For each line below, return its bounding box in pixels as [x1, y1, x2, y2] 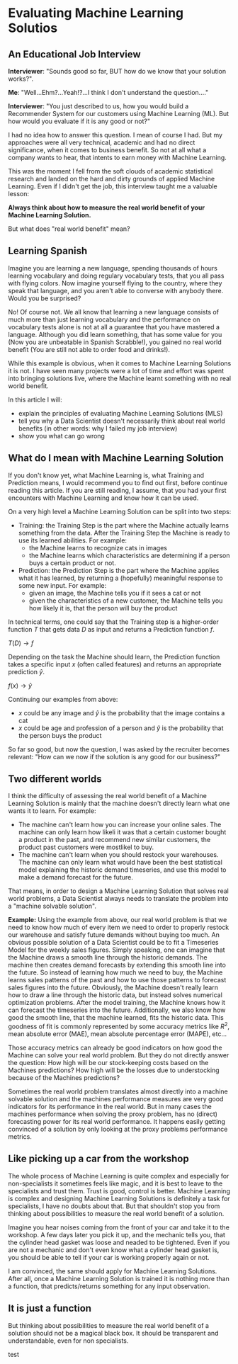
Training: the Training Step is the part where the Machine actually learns [18, 521, 229, 529]
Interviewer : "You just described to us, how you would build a [8, 102, 189, 110]
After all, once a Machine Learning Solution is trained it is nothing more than [8, 1274, 229, 1283]
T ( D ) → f [8, 639, 34, 647]
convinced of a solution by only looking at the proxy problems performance [8, 1125, 228, 1134]
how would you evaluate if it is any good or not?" [8, 117, 151, 125]
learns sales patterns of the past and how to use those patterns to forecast [8, 976, 227, 984]
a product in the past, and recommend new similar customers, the [18, 836, 211, 844]
